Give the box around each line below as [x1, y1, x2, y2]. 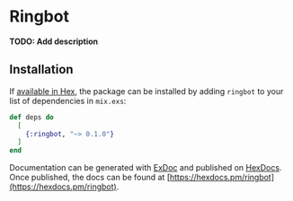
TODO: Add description [9, 36, 99, 47]
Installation [9, 62, 74, 77]
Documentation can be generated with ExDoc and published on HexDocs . [9, 162, 282, 173]
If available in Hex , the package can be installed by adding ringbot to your [9, 85, 284, 96]
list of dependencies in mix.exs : [9, 95, 127, 106]
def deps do [9, 112, 54, 122]
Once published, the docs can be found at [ [9, 172, 171, 183]
